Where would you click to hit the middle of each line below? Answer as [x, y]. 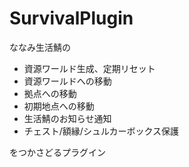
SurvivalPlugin [71, 18]
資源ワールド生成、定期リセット [89, 68]
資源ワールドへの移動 [67, 81]
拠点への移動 [50, 93]
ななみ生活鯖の [40, 47]
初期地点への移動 [59, 106]
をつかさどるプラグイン [57, 152]
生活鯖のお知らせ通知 [67, 118]
